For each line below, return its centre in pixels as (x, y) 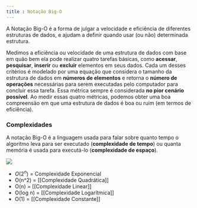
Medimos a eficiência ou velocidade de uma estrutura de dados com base (96, 52)
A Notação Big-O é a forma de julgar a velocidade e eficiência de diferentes (98, 28)
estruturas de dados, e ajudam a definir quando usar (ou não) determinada (97, 35)
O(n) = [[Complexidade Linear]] (53, 186)
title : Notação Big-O (34, 12)
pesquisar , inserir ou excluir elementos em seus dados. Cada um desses (96, 65)
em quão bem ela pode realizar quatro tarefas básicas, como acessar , (92, 59)
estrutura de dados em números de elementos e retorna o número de (92, 78)
